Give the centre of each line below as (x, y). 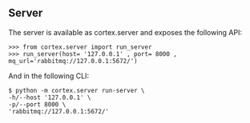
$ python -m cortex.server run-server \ (77, 90)
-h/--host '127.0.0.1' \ (50, 97)
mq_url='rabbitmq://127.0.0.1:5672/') (73, 61)
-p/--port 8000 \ (37, 104)
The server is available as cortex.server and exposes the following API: (125, 32)
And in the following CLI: (49, 76)
